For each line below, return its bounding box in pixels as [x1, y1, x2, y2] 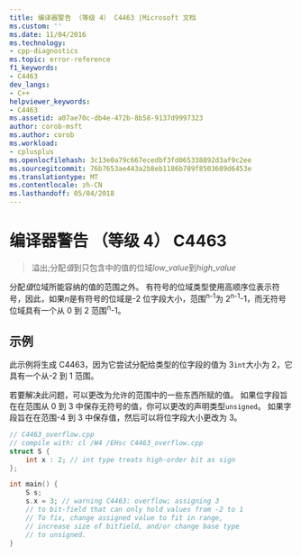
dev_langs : [9, 80, 50, 89]
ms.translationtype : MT [9, 172, 99, 181]
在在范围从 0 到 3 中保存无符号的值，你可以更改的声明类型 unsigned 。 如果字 [9, 401, 292, 412]
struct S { [9, 447, 50, 456]
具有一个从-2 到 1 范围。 [9, 370, 99, 381]
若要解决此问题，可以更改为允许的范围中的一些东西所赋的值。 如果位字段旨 [9, 389, 288, 401]
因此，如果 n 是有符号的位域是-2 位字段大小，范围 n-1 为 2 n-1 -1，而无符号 [24, 291, 287, 304]
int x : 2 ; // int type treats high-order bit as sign [25, 455, 236, 464]
